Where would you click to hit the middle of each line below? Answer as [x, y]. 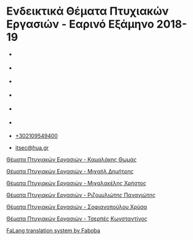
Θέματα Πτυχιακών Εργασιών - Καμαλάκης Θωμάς [72, 159]
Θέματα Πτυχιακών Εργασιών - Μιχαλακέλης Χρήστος [76, 183]
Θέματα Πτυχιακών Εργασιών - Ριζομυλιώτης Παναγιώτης [81, 195]
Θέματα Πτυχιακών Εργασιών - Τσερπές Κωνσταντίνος [77, 219]
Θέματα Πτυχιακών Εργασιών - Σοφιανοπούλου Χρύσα [77, 207]
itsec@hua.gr [32, 148]
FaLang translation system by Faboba [53, 231]
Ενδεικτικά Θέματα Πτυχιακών [88, 11]
